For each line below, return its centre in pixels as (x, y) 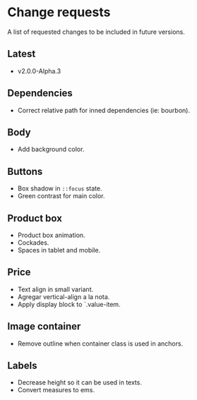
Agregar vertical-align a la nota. (64, 296)
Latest (22, 54)
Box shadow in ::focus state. (60, 188)
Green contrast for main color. (61, 196)
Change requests (59, 12)
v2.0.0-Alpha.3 (39, 71)
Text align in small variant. (55, 289)
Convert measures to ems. (56, 390)
